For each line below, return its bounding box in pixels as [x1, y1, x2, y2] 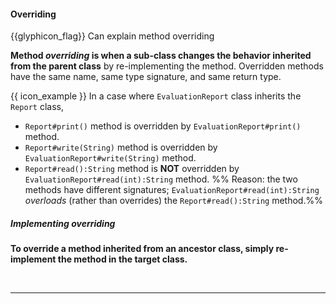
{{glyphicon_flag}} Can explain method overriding [10, 30, 215, 42]
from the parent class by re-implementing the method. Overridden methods [10, 60, 324, 72]
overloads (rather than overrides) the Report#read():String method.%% [24, 195, 323, 207]
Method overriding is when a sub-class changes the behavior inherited [10, 50, 312, 62]
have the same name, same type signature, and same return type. [10, 71, 282, 83]
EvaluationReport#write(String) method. [24, 152, 197, 164]
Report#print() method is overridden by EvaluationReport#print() [24, 120, 302, 132]
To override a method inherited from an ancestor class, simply [10, 243, 275, 255]
